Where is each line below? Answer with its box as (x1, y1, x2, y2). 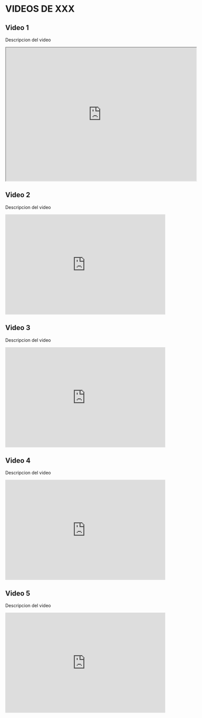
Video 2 (5, 191, 30, 199)
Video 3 (5, 323, 30, 332)
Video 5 (5, 589, 30, 597)
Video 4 (5, 456, 31, 465)
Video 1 (5, 23, 29, 32)
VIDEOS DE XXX (5, 3, 75, 15)
